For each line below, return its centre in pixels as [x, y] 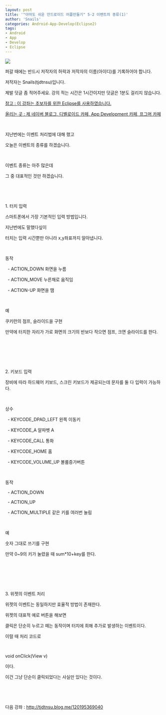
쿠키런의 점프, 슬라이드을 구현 [34, 321]
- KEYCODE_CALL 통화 [30, 441]
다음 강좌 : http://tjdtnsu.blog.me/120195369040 [54, 707]
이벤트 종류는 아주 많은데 [29, 165]
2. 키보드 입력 [18, 372]
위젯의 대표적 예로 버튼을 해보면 [36, 615]
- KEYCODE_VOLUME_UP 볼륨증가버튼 [46, 462]
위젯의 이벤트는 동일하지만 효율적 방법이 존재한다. [53, 604]
